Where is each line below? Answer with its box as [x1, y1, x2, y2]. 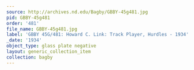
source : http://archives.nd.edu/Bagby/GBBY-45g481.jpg [6, 9, 148, 15]
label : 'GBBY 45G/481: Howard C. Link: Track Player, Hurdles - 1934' [6, 32, 189, 38]
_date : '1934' [6, 37, 43, 43]
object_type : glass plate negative [6, 43, 97, 49]
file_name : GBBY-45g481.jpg [6, 26, 78, 32]
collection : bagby [6, 54, 53, 60]
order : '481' [6, 20, 40, 26]
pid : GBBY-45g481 [6, 15, 50, 21]
